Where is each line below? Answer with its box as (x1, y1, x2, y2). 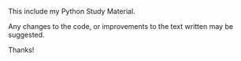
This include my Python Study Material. (8, 7, 135, 16)
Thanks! (8, 45, 35, 54)
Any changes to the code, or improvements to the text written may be (8, 22, 234, 30)
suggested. (8, 30, 45, 39)
